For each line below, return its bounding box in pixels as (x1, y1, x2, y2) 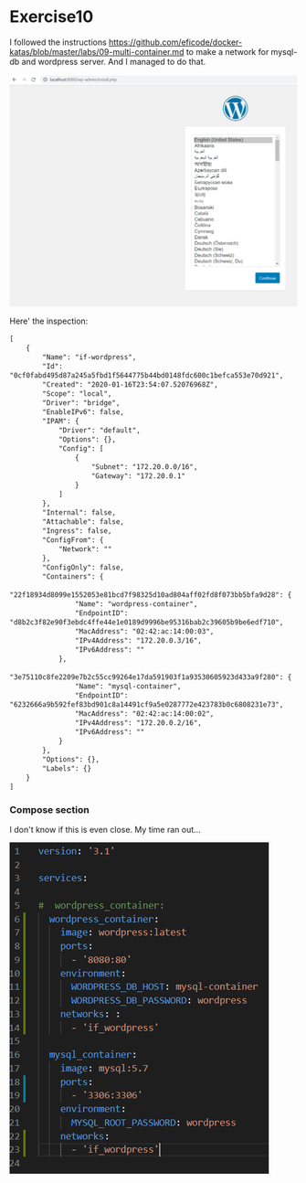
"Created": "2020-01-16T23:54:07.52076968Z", (42, 379, 219, 389)
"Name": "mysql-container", (74, 681, 182, 691)
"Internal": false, (42, 507, 117, 517)
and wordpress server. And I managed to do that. (21, 56, 206, 67)
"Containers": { (42, 571, 104, 581)
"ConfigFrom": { (42, 535, 104, 545)
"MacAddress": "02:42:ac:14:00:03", (74, 626, 215, 636)
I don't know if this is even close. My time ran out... (9, 825, 201, 836)
